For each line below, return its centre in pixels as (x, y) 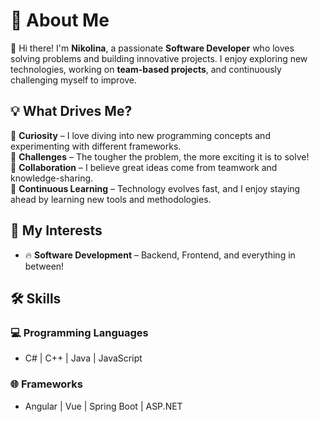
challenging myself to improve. (74, 80)
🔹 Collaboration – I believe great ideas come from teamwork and (144, 167)
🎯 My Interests (56, 230)
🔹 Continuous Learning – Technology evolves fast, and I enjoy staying (155, 188)
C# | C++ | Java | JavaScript (83, 358)
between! (44, 266)
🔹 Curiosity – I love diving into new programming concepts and (140, 135)
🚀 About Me (60, 20)
